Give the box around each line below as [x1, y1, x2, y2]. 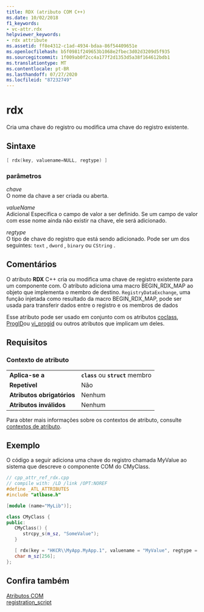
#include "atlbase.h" [6, 492, 62, 498]
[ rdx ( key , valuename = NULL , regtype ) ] [6, 157, 108, 164]
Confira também [6, 576, 70, 586]
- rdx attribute [6, 37, 47, 43]
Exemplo [6, 440, 40, 450]
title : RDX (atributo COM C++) [6, 9, 86, 15]
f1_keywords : [6, 20, 40, 26]
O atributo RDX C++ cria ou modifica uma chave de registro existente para [6, 275, 193, 283]
